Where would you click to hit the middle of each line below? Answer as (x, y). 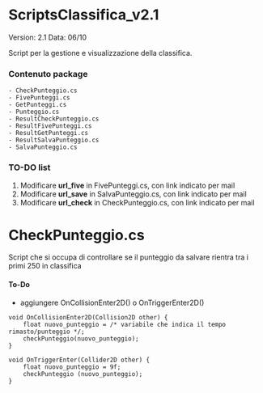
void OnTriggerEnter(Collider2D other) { (79, 360)
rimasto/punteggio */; (47, 332)
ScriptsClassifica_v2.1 (84, 15)
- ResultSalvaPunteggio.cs (54, 140)
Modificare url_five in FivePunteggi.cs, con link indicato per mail (127, 185)
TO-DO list (30, 167)
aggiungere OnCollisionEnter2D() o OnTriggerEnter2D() (112, 302)
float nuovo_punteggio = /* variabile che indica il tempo (125, 324)
